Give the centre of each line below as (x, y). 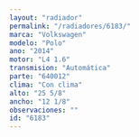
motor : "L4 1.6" (40, 59)
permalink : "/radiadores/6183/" (70, 26)
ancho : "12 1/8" (40, 101)
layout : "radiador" (46, 18)
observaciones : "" (44, 110)
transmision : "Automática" (60, 68)
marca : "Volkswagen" (48, 34)
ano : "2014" (32, 51)
